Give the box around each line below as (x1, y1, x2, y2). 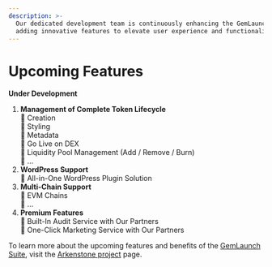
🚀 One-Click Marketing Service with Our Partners (19, 225, 185, 235)
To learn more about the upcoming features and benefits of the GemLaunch (8, 241, 261, 251)
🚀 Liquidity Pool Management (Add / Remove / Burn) (19, 148, 195, 157)
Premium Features (19, 208, 83, 217)
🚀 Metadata (19, 131, 59, 140)
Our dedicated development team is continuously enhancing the (15, 19, 233, 28)
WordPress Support (19, 165, 89, 174)
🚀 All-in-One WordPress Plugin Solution (19, 174, 152, 183)
